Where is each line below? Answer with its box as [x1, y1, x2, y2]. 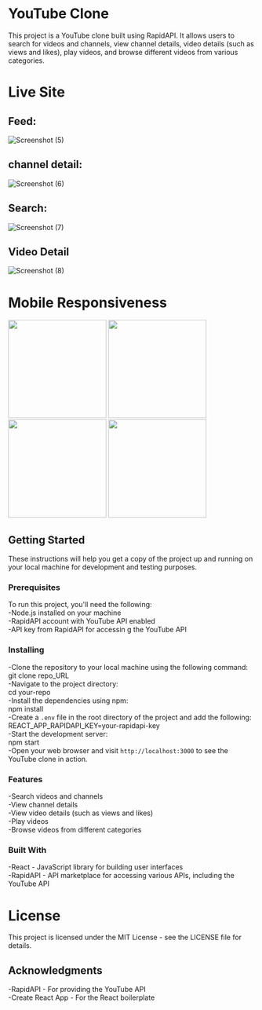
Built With [8, 844, 47, 855]
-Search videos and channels [8, 792, 104, 801]
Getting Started [8, 533, 86, 547]
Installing [8, 645, 45, 656]
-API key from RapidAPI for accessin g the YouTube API [8, 625, 187, 635]
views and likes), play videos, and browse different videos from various [8, 47, 238, 57]
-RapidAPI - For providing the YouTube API [8, 985, 147, 994]
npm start [8, 737, 40, 747]
